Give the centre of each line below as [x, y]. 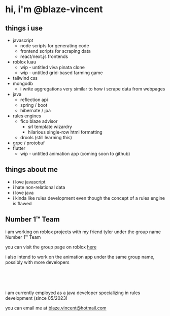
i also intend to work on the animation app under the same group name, [80, 257]
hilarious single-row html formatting [65, 132]
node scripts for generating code [55, 46]
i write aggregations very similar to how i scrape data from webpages [93, 89]
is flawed [22, 203]
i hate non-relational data [39, 187]
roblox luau [24, 62]
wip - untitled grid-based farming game [61, 73]
